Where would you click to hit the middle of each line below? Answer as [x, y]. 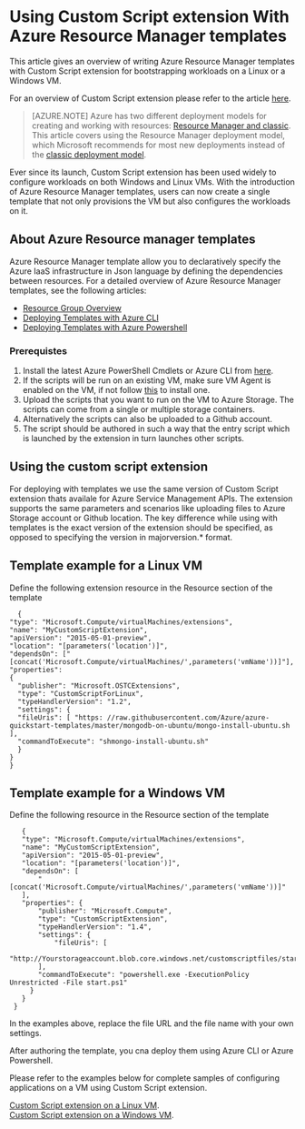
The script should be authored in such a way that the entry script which [156, 428]
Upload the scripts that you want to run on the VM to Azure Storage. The [158, 400]
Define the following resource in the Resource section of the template [139, 815]
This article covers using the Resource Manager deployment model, [158, 135]
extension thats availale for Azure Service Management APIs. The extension [151, 499]
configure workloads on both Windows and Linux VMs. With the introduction [152, 181]
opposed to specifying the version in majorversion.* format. [121, 537]
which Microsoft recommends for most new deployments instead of [158, 145]
